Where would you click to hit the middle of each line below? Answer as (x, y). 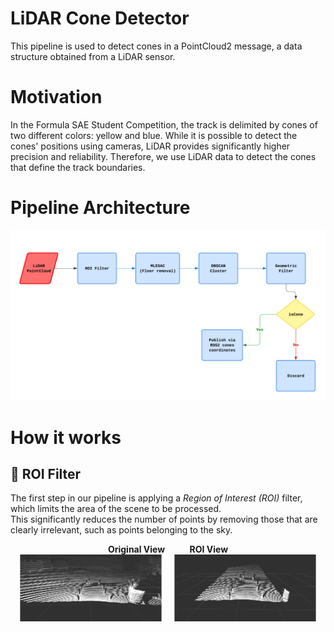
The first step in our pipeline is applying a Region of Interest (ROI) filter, (156, 498)
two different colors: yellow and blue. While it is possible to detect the (154, 135)
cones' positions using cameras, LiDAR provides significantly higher (150, 146)
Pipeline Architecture (100, 208)
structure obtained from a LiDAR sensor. (93, 56)
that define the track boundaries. (78, 167)
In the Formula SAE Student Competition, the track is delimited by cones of (164, 124)
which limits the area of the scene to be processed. (116, 509)
